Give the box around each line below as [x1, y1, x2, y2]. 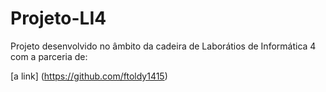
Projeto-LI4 [10, 7, 107, 30]
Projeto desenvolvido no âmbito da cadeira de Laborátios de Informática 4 [10, 40, 317, 52]
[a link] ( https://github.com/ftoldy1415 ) [10, 70, 168, 82]
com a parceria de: [10, 50, 88, 62]
